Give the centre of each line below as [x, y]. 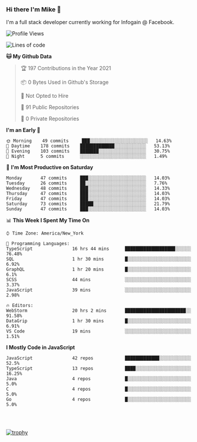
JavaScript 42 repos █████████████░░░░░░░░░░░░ [99, 358]
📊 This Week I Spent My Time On [48, 220]
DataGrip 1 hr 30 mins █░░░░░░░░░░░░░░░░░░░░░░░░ [99, 321]
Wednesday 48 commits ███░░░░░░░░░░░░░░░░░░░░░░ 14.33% [88, 189]
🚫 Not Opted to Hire [45, 96]
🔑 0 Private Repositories [50, 119]
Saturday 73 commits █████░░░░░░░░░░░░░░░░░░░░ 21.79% [88, 204]
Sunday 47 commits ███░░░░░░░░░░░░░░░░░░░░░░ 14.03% [88, 209]
